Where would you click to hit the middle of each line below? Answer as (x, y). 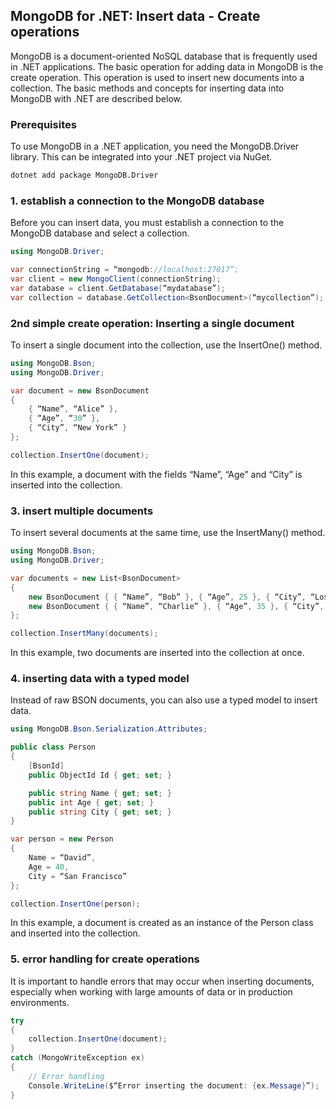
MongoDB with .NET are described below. (96, 98)
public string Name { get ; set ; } (100, 793)
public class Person (53, 747)
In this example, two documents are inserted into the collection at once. (157, 653)
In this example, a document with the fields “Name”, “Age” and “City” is (156, 474)
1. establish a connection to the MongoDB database (137, 201)
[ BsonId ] (46, 766)
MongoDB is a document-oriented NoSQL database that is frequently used (164, 56)
